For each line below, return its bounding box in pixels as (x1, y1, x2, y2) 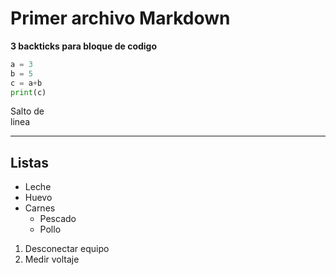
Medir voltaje (24, 253, 80, 266)
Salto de (10, 105, 45, 117)
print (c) (10, 87, 47, 97)
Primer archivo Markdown (10, 7, 231, 30)
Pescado (39, 213, 77, 225)
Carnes (24, 202, 56, 214)
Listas (10, 154, 50, 171)
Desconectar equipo (24, 243, 110, 255)
